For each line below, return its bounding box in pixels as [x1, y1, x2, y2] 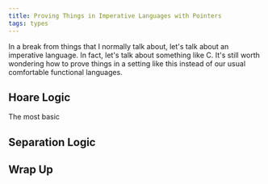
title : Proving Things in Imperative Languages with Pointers [8, 11, 222, 20]
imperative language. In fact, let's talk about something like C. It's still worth [8, 50, 261, 60]
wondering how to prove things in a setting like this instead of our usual [8, 58, 246, 69]
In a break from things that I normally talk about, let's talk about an [8, 41, 229, 51]
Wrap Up [8, 163, 54, 177]
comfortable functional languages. [8, 67, 123, 77]
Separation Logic [8, 135, 96, 149]
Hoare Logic [8, 90, 71, 104]
